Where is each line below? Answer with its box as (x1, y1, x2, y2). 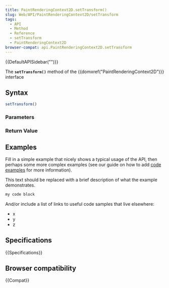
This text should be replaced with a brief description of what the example (5, 177, 157, 183)
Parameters (5, 114, 34, 121)
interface (5, 74, 24, 80)
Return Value (5, 127, 38, 134)
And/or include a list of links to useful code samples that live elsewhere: (5, 201, 155, 207)
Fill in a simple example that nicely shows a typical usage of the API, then (5, 156, 157, 162)
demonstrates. (5, 182, 35, 188)
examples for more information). (5, 167, 72, 173)
